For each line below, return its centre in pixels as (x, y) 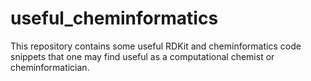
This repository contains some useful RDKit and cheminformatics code (156, 46)
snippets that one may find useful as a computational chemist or (142, 56)
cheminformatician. (50, 67)
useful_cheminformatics (114, 18)
